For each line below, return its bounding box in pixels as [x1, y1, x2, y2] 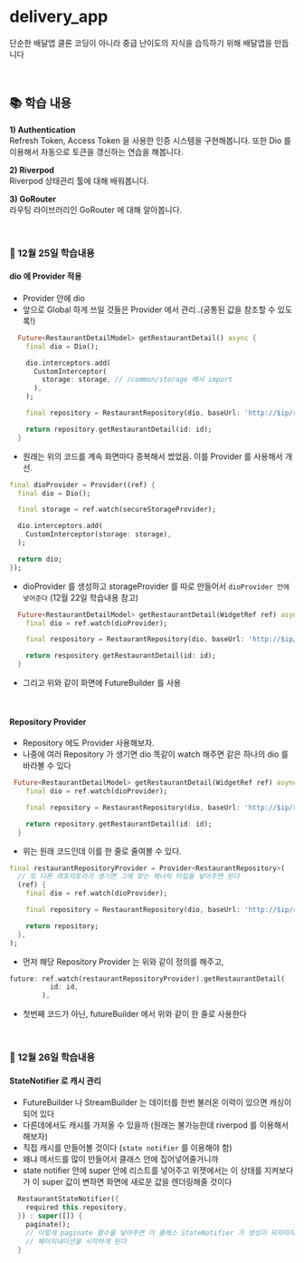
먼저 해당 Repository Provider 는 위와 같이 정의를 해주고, [22, 955, 224, 967]
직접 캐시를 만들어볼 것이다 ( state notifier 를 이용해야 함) [22, 1142, 233, 1153]
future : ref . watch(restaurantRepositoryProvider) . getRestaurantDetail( [9, 974, 285, 984]
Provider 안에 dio [22, 292, 86, 303]
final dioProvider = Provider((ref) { [9, 480, 156, 489]
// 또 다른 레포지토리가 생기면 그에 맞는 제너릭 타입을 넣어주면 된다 [17, 872, 240, 881]
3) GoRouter [9, 193, 57, 204]
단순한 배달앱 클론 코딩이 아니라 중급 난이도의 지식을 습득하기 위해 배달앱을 [9, 37, 273, 48]
